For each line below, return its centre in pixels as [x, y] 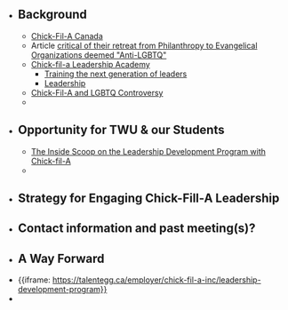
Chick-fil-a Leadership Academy [91, 64]
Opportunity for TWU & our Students [121, 130]
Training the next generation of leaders [116, 74]
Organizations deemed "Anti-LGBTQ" [99, 55]
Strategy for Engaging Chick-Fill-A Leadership [148, 199]
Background [52, 15]
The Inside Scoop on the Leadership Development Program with [148, 151]
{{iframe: [34, 280]
